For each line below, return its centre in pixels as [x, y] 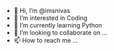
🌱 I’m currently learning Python [58, 25]
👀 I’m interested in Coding [50, 18]
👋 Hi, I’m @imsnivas [42, 11]
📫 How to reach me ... [46, 40]
